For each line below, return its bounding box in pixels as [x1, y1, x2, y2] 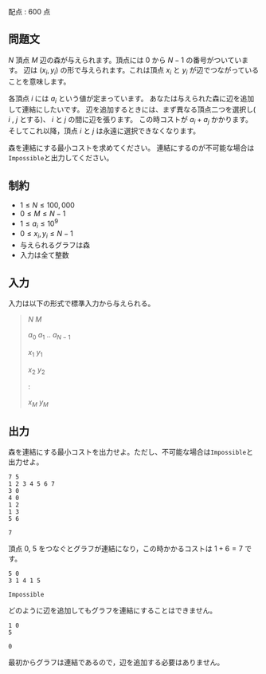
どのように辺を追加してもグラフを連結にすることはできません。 [8, 605, 217, 616]
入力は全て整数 [19, 250, 69, 260]
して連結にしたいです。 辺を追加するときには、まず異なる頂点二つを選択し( [8, 104, 256, 114]
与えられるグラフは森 [19, 240, 90, 250]
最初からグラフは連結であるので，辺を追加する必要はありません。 [8, 657, 225, 668]
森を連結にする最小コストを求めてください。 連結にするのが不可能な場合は [8, 143, 255, 153]
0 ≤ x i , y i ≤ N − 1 [19, 229, 73, 241]
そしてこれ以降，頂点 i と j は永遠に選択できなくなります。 [8, 126, 201, 136]
